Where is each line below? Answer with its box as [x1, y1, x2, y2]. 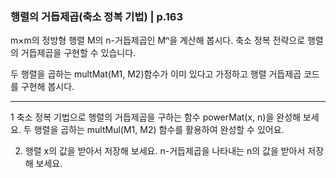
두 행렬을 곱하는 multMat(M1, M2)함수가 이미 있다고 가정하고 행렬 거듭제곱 [10, 68, 302, 80]
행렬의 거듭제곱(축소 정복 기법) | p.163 [10, 9, 183, 23]
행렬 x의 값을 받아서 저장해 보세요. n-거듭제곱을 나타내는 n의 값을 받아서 [24, 145, 306, 157]
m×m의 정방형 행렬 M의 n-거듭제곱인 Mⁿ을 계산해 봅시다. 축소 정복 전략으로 [10, 34, 306, 47]
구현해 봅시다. [20, 81, 75, 93]
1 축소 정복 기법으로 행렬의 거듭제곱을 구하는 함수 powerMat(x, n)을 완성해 [10, 111, 301, 123]
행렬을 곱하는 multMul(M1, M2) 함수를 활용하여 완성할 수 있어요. [33, 124, 285, 136]
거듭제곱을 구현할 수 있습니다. [20, 47, 137, 59]
